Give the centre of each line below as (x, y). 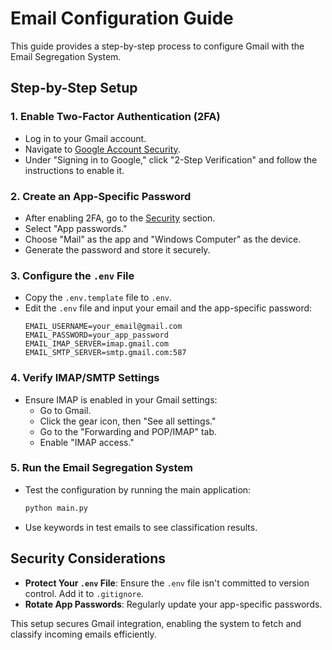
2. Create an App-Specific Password (101, 196)
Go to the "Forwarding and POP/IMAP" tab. (128, 431)
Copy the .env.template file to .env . (98, 298)
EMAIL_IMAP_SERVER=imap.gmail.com (96, 344)
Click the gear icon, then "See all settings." (128, 421)
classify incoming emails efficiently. (83, 634)
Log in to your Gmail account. (85, 138)
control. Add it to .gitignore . (84, 593)
